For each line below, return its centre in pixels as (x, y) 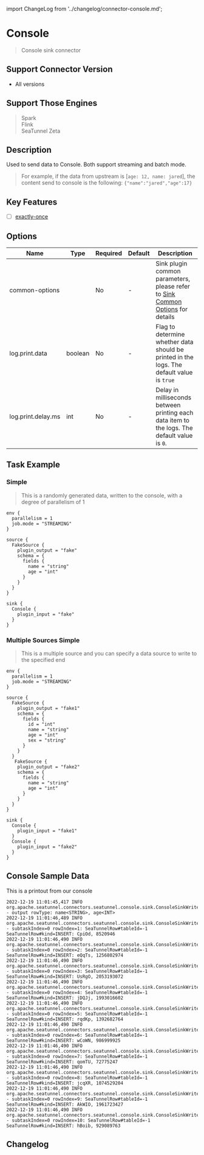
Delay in (167, 390)
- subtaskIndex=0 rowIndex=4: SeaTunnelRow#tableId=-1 (77, 992)
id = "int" (42, 725)
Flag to (165, 327)
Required (109, 253)
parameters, (173, 279)
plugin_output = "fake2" (49, 767)
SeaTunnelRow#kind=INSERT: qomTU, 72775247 (62, 1062)
